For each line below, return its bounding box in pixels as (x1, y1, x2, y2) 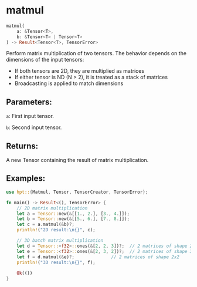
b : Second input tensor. (6, 124, 62, 131)
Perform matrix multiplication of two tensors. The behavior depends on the (6, 50, 186, 57)
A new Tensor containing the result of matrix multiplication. (6, 157, 149, 164)
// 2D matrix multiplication (16, 205, 88, 211)
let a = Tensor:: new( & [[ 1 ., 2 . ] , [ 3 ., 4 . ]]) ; (16, 211, 130, 217)
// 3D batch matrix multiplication (16, 238, 104, 244)
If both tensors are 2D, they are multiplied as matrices (14, 67, 145, 75)
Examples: (6, 174, 46, 184)
